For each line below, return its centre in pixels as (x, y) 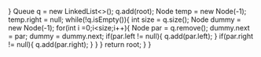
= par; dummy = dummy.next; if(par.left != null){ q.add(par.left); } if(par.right (131, 36)
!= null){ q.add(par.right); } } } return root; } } (80, 45)
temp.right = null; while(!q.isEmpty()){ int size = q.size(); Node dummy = (125, 20)
